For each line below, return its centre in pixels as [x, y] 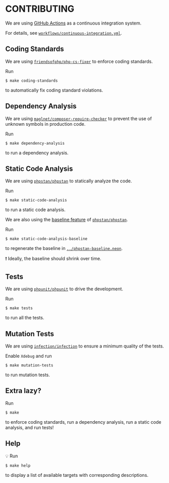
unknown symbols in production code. [45, 124]
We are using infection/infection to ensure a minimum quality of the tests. [85, 346]
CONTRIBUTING [40, 9]
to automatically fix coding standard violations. [54, 90]
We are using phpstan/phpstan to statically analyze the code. [69, 181]
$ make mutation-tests [29, 365]
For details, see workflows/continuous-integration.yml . [64, 33]
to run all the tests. [25, 318]
